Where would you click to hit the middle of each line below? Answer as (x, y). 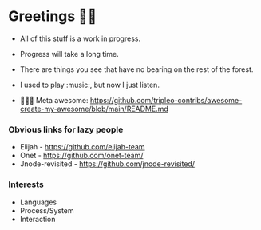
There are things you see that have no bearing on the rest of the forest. (136, 69)
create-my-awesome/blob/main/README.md (94, 109)
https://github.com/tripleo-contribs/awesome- (166, 100)
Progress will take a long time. (69, 54)
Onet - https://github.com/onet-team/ (81, 156)
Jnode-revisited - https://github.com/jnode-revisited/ (107, 164)
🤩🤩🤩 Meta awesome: (54, 100)
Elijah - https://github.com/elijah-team (82, 147)
